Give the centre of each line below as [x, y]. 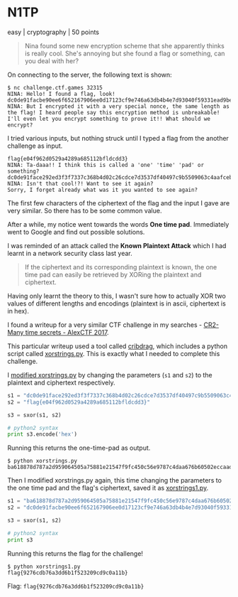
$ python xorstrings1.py [44, 566]
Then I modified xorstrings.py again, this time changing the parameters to [114, 480]
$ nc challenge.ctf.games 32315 [55, 87]
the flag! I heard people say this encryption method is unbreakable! [114, 112]
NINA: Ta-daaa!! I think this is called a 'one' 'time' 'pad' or [106, 165]
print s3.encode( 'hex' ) [42, 434]
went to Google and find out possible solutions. [76, 232]
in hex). [18, 311]
